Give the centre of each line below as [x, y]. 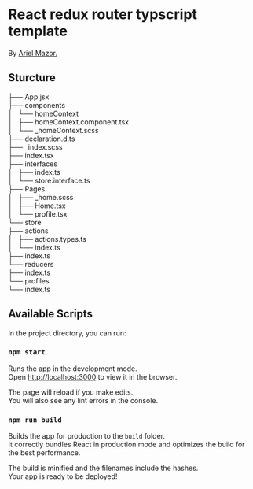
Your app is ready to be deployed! [63, 476]
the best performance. [44, 453]
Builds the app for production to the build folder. [87, 436]
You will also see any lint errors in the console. [83, 400]
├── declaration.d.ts [42, 139]
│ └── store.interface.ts [49, 180]
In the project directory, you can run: [67, 333]
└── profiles [29, 280]
